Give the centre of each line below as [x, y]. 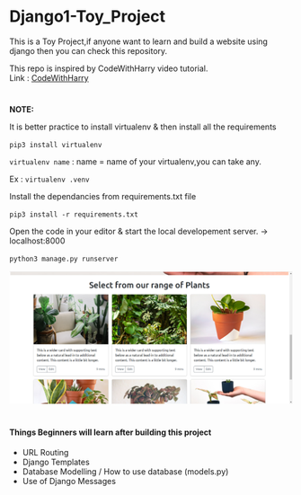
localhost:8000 [37, 241]
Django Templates [56, 462]
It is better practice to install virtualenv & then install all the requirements [143, 127]
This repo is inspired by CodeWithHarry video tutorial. [109, 68]
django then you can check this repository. [89, 50]
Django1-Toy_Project [88, 17]
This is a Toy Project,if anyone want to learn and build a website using [138, 41]
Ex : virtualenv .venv [49, 179]
